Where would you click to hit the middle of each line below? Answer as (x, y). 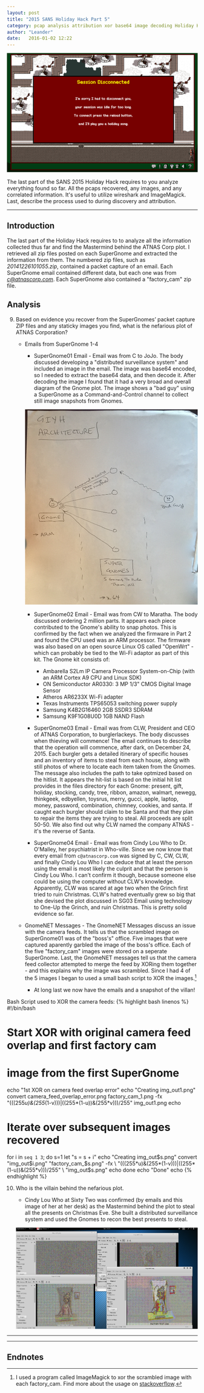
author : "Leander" (30, 32)
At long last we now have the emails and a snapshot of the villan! (114, 990)
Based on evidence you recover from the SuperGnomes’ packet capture (105, 319)
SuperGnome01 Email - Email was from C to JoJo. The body (108, 355)
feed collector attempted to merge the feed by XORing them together (111, 964)
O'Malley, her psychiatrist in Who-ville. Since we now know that (113, 849)
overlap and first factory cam (82, 1045)
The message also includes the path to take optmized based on (113, 773)
